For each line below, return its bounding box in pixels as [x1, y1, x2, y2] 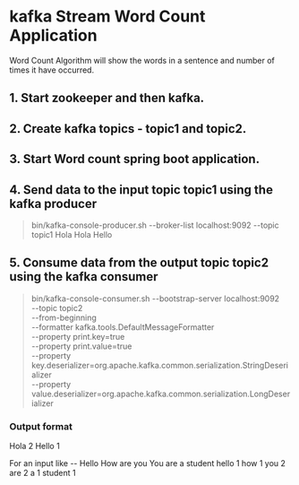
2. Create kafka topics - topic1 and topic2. [9, 121, 247, 136]
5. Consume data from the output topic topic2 [9, 255, 269, 271]
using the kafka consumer [9, 269, 158, 284]
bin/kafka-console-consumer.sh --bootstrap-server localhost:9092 [30, 293, 280, 304]
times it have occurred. [9, 65, 95, 75]
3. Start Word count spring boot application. [9, 152, 261, 167]
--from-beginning [30, 312, 97, 323]
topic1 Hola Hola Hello [30, 229, 113, 239]
